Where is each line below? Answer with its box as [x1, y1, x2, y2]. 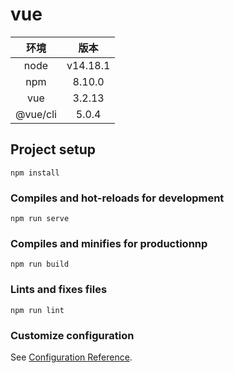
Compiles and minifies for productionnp [10, 236, 208, 250]
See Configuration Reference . [10, 351, 133, 363]
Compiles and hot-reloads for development [10, 191, 225, 205]
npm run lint [10, 305, 65, 315]
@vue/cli [15, 107, 57, 121]
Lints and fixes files [10, 283, 108, 297]
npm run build [10, 259, 70, 270]
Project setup [10, 141, 97, 158]
